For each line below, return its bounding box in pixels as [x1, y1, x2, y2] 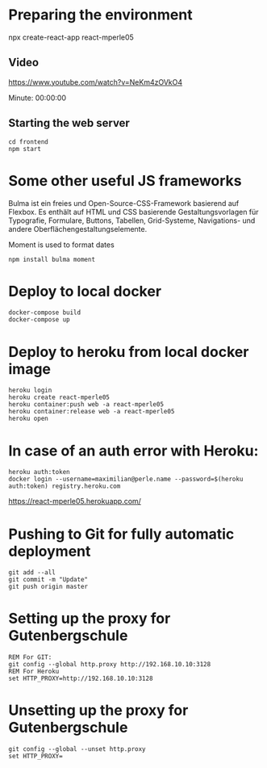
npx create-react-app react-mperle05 [8, 32, 135, 42]
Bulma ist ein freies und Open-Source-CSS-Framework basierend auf [8, 198, 240, 208]
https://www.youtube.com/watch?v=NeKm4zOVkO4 [8, 77, 183, 86]
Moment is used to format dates [8, 240, 115, 250]
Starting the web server [8, 116, 131, 130]
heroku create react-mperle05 [8, 393, 111, 401]
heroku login [8, 386, 52, 395]
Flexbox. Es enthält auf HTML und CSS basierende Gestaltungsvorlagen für [8, 207, 260, 216]
